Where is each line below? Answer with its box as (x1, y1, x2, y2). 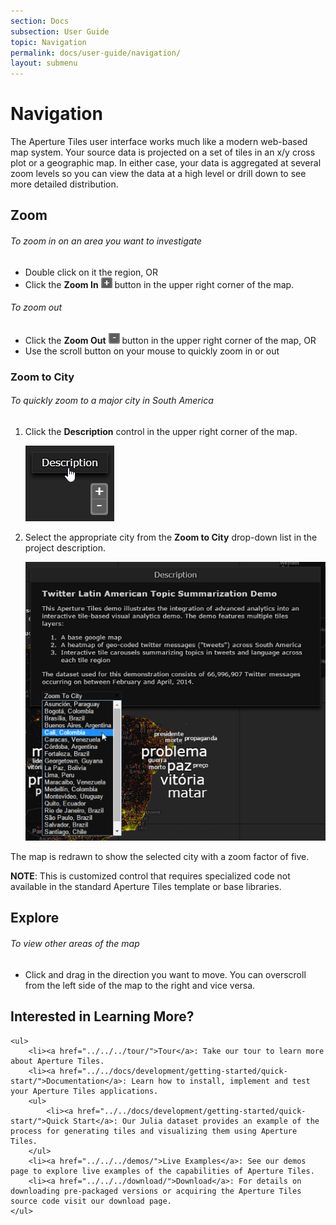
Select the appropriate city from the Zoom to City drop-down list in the (24, 531, 318, 543)
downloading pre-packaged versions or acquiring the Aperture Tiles (10, 1186, 302, 1196)
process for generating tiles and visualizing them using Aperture (10, 1126, 298, 1136)
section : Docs (10, 16, 70, 26)
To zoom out (10, 301, 63, 314)
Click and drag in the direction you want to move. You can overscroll (24, 968, 307, 980)
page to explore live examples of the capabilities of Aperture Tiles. (10, 1166, 315, 1176)
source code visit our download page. (10, 1196, 172, 1206)
